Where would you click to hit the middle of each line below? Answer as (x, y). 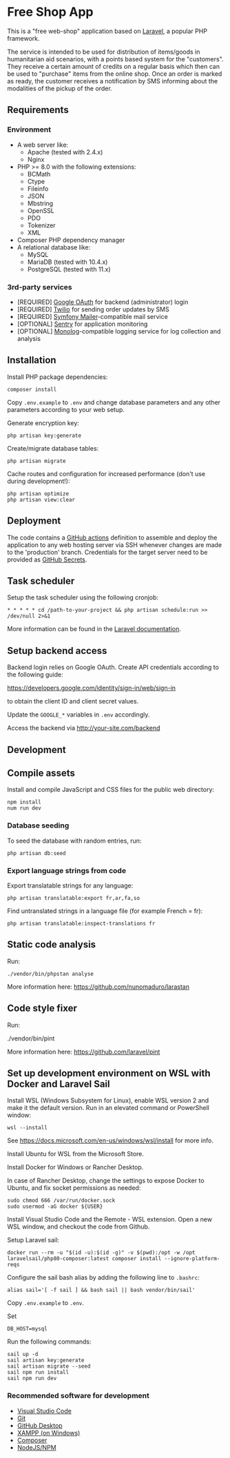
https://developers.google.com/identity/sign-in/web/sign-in (92, 688)
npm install (24, 802)
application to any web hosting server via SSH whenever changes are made (115, 544)
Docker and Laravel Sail (59, 1084)
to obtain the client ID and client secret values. (73, 701)
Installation (32, 360)
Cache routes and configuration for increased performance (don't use (106, 473)
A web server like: (43, 145)
